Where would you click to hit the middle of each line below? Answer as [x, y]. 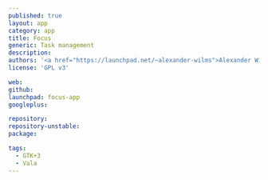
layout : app [28, 23]
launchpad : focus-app [44, 97]
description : [30, 53]
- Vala [26, 163]
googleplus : [28, 105]
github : [21, 90]
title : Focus [30, 38]
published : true [35, 16]
